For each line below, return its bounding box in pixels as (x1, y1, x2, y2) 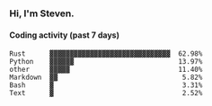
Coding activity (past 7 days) (9, 30, 119, 40)
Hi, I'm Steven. (9, 7, 75, 20)
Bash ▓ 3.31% (9, 81, 203, 90)
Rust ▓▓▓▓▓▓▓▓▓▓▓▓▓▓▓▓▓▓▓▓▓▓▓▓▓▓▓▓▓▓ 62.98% (9, 49, 203, 58)
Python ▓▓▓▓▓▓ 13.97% (9, 57, 203, 66)
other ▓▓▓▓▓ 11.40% (9, 66, 203, 75)
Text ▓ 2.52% (9, 89, 203, 98)
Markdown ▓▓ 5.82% (9, 73, 203, 83)
